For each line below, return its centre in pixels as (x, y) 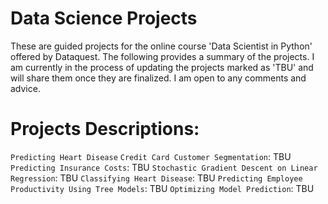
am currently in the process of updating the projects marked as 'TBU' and (162, 67)
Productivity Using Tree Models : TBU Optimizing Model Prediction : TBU (162, 188)
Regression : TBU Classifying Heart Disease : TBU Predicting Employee (156, 178)
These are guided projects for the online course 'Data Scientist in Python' (161, 46)
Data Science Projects (104, 18)
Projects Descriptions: (105, 129)
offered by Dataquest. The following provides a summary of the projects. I (162, 56)
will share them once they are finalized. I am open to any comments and (158, 78)
